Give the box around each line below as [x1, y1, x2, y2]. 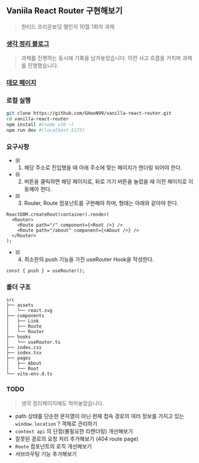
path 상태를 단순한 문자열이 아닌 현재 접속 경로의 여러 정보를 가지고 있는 [15, 412, 184, 419]
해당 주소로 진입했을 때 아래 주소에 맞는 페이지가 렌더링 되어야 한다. [24, 164, 183, 171]
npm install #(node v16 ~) [6, 121, 74, 128]
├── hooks [6, 334, 31, 340]
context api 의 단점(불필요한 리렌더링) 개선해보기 [15, 427, 133, 435]
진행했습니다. [27, 62, 59, 70]
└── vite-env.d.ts [6, 371, 53, 377]
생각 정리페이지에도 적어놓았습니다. [21, 400, 104, 407]
